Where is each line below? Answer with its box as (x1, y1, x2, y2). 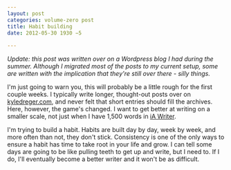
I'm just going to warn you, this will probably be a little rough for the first (7, 83, 213, 91)
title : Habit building (7, 23, 73, 30)
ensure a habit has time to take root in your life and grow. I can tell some (7, 140, 212, 149)
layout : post (7, 10, 45, 17)
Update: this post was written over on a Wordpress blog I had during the (7, 55, 214, 63)
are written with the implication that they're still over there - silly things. (7, 70, 211, 78)
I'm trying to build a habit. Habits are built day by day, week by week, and (7, 126, 216, 134)
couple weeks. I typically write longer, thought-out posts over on (7, 91, 192, 99)
